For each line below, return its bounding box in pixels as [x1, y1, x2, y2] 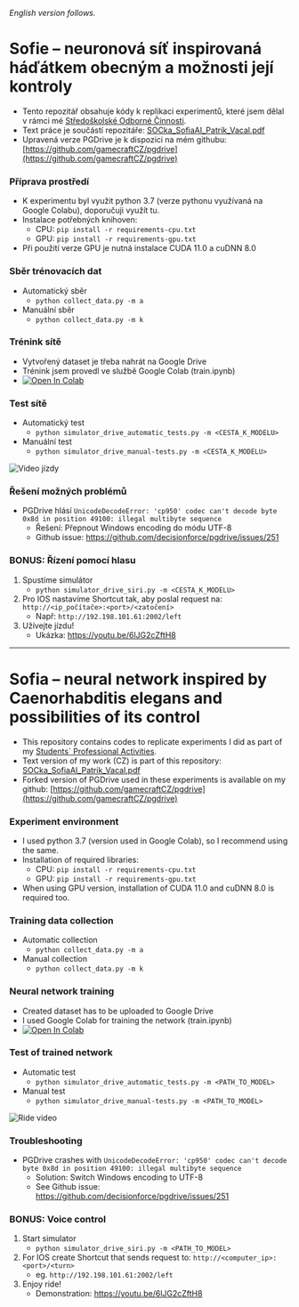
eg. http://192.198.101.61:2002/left [35, 1270, 174, 1280]
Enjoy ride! [21, 1279, 62, 1289]
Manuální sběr [21, 304, 76, 315]
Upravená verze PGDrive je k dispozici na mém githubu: [21, 133, 227, 145]
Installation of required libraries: [21, 854, 140, 865]
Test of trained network [9, 1046, 113, 1059]
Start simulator [21, 1233, 77, 1244]
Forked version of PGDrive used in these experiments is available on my [21, 774, 287, 785]
